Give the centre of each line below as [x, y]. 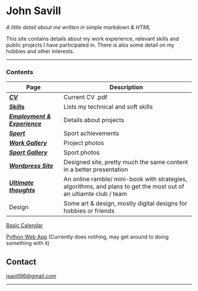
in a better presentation [96, 169]
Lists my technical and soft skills [108, 107]
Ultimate [22, 183]
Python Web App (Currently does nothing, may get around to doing [88, 237]
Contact [21, 262]
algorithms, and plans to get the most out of [124, 187]
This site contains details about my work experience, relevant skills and [93, 38]
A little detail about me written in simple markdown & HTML [78, 27]
